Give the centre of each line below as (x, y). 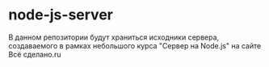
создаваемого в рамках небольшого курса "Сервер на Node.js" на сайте (135, 45)
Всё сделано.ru (35, 54)
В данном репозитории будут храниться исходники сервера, (114, 37)
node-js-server (61, 15)
